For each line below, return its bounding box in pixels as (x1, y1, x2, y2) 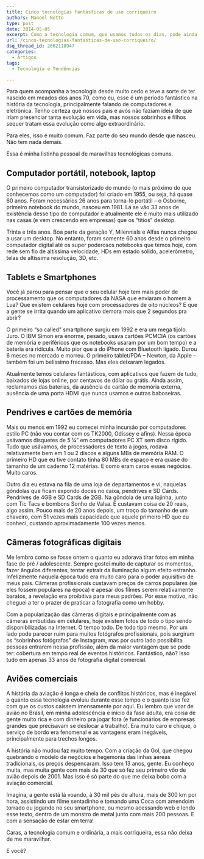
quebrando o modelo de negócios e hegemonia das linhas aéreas (6, 753, 171, 761)
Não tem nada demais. (6, 138, 63, 146)
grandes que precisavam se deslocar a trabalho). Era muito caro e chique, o (6, 722, 197, 730)
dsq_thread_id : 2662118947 (6, 43, 75, 49)
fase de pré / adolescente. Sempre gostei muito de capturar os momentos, (6, 559, 194, 567)
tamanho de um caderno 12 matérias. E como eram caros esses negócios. (6, 462, 192, 470)
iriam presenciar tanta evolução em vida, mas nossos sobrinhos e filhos (6, 113, 186, 121)
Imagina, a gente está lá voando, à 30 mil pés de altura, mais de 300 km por (6, 791, 197, 799)
